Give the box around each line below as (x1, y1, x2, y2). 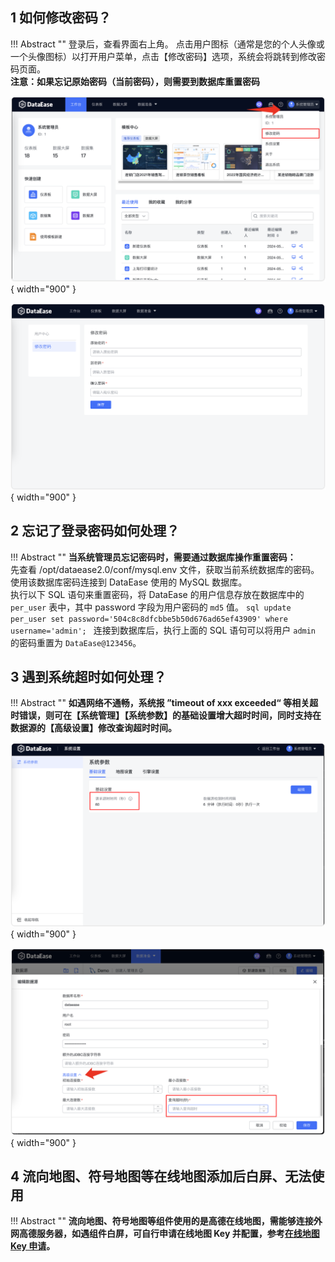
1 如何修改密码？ (10, 9, 112, 27)
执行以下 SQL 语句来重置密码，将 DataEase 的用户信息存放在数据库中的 (10, 588, 305, 600)
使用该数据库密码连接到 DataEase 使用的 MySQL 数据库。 (10, 576, 248, 588)
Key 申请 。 (10, 1240, 56, 1252)
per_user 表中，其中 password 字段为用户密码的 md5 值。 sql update (10, 601, 292, 613)
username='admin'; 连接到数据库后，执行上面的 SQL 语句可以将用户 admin (10, 624, 317, 636)
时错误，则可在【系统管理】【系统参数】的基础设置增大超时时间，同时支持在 (10, 709, 322, 722)
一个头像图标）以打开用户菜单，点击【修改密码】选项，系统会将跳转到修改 (10, 50, 317, 62)
